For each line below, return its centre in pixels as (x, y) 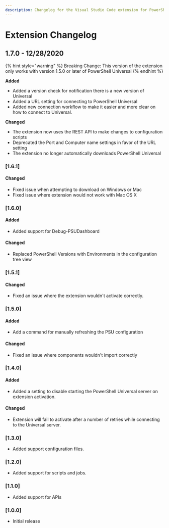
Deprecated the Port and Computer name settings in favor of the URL (84, 142)
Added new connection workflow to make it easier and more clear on (84, 107)
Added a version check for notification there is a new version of (78, 90)
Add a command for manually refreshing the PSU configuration (78, 332)
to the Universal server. (37, 424)
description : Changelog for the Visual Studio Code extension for (76, 10)
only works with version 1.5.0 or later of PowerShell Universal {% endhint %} (84, 71)
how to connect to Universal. (42, 112)
